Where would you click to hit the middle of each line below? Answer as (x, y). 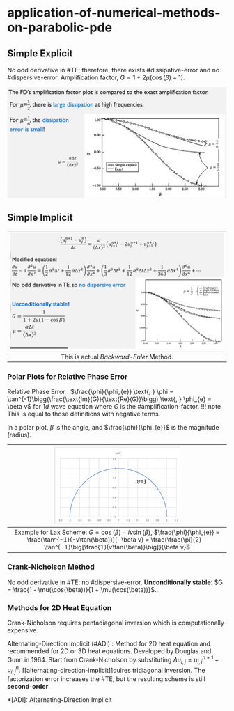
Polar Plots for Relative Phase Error (68, 376)
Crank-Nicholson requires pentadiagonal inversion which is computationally (116, 623)
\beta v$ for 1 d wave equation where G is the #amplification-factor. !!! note (114, 407)
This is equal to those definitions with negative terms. (84, 414)
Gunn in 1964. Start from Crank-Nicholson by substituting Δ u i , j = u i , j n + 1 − (113, 660)
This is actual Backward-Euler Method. (117, 357)
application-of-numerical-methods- (114, 13)
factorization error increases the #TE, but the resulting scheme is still (106, 679)
